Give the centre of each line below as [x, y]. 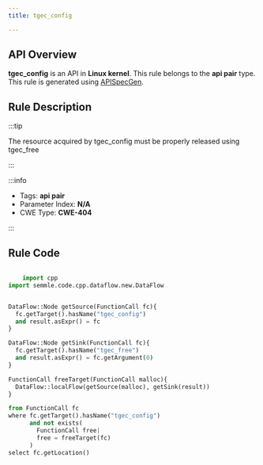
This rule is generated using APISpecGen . [76, 82]
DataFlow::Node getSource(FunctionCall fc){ [83, 307]
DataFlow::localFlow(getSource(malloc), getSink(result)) [113, 387]
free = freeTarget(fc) [74, 438]
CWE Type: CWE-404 [56, 213]
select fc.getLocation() [49, 452]
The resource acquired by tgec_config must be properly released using [124, 141]
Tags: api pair [42, 196]
